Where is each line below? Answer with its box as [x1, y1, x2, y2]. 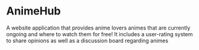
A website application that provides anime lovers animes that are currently [6, 24, 191, 31]
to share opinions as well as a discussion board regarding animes [6, 37, 169, 44]
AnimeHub [6, 4, 62, 18]
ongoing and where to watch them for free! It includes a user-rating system [6, 30, 193, 37]
